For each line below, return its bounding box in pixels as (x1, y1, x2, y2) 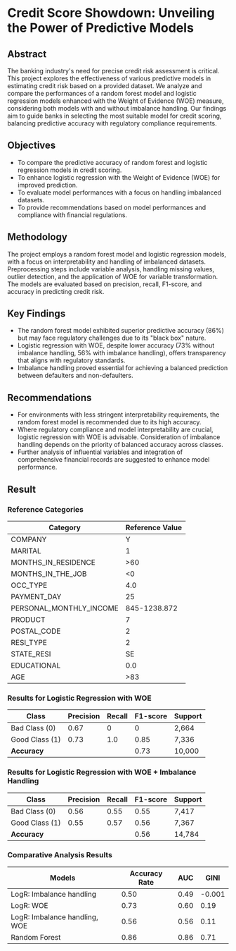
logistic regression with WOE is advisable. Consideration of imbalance (17, 433, 221, 441)
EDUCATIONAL (11, 661, 61, 670)
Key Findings (7, 308, 66, 320)
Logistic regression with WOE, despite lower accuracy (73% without (17, 341, 215, 350)
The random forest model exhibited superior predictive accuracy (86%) (17, 326, 225, 335)
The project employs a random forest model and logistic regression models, (7, 250, 227, 258)
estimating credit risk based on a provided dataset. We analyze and (7, 82, 202, 90)
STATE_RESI (11, 649, 51, 658)
